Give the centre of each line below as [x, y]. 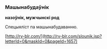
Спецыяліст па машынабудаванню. [41, 27]
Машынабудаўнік [27, 7]
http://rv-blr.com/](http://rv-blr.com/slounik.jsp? [54, 36]
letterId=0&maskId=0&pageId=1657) [41, 41]
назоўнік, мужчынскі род [32, 18]
